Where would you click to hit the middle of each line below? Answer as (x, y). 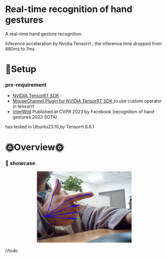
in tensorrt (23, 106)
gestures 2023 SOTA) (35, 117)
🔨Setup (21, 69)
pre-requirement (26, 85)
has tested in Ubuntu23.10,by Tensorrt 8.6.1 (50, 127)
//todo (12, 250)
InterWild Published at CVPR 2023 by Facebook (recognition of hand (83, 112)
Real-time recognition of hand (69, 9)
